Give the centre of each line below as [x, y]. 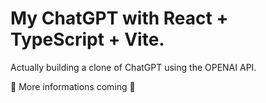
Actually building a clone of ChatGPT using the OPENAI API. [133, 67]
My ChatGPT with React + [119, 18]
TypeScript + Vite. [87, 39]
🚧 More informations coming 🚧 [73, 86]
